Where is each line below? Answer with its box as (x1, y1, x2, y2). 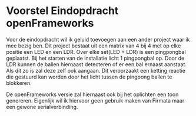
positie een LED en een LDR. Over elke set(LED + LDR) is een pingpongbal (6, 48, 187, 55)
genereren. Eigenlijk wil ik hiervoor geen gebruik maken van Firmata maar (6, 97, 185, 104)
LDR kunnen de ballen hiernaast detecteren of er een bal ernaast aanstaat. (6, 60, 187, 68)
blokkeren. (6, 79, 32, 86)
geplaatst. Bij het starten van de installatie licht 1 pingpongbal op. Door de (6, 54, 185, 62)
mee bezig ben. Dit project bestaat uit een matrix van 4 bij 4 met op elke (6, 42, 181, 49)
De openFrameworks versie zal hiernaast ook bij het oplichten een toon (6, 91, 179, 98)
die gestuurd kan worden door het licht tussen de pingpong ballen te (6, 73, 172, 80)
